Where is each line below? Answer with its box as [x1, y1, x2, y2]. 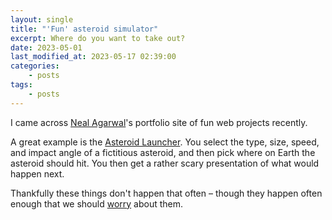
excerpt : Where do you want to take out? [10, 33, 186, 43]
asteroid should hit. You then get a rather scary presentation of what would [10, 157, 320, 169]
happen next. [10, 167, 65, 180]
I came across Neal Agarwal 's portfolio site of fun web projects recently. [10, 116, 308, 128]
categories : [10, 61, 60, 71]
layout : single [10, 14, 74, 25]
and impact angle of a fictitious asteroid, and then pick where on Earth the [10, 146, 316, 158]
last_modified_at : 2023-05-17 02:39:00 [10, 52, 177, 62]
